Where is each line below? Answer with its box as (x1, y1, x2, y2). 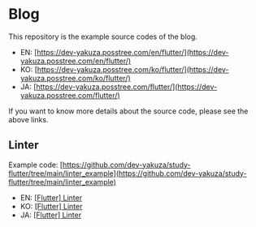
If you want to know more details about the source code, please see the (8, 106, 249, 116)
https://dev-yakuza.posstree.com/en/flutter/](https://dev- (36, 47, 229, 57)
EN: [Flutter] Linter (20, 192, 83, 203)
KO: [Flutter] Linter (20, 201, 83, 211)
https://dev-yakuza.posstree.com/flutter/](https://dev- (36, 82, 218, 92)
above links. (8, 114, 49, 124)
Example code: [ (8, 160, 63, 169)
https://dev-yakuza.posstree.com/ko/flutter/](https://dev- (37, 64, 229, 74)
